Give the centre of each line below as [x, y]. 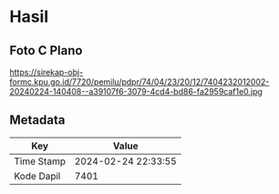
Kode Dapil [37, 176]
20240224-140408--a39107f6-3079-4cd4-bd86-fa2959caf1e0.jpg [136, 92]
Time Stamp [40, 161]
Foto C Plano [46, 51]
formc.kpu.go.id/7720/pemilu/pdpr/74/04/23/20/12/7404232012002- [139, 82]
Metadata [37, 120]
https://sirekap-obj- [46, 72]
